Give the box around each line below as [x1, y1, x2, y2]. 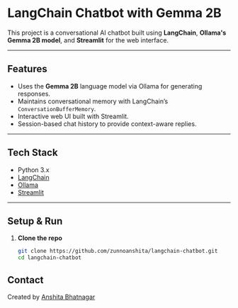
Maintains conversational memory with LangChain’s [17, 97, 169, 105]
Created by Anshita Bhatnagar [7, 292, 96, 301]
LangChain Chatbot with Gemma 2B [7, 5, 222, 21]
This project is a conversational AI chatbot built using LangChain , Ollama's [7, 28, 227, 37]
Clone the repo [17, 234, 62, 242]
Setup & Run [7, 215, 63, 227]
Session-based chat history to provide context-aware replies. [17, 119, 197, 128]
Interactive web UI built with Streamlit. [17, 112, 129, 120]
